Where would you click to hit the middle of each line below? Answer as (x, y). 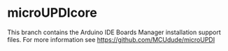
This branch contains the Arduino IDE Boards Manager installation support (114, 32)
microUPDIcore (52, 13)
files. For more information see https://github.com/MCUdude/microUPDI (111, 39)
